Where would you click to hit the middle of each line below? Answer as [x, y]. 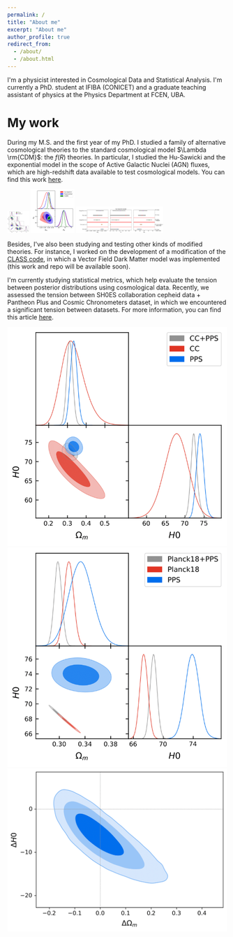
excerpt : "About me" [37, 29]
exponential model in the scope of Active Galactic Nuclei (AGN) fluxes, [109, 164]
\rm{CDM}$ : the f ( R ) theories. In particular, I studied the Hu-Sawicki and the [116, 157]
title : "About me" [34, 22]
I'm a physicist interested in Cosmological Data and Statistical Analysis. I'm [115, 80]
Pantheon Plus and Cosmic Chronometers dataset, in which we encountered [117, 302]
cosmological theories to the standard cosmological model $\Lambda [107, 150]
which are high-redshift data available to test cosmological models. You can [116, 172]
